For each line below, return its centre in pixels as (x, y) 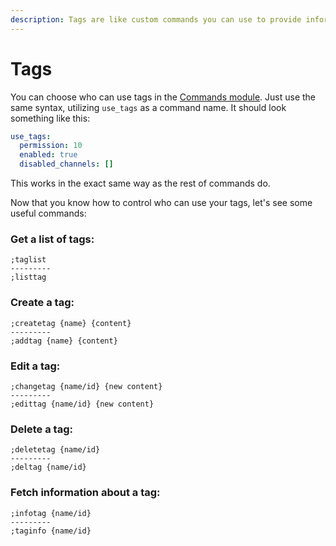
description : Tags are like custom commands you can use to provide (156, 19)
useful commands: (48, 213)
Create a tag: (42, 303)
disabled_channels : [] (66, 164)
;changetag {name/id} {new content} (86, 386)
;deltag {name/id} (48, 467)
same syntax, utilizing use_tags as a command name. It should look (148, 107)
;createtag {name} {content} (71, 323)
